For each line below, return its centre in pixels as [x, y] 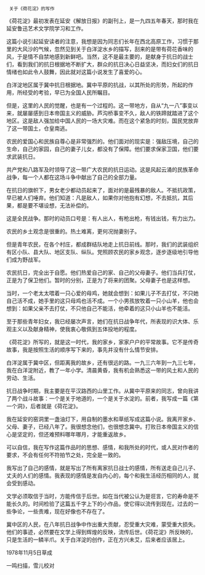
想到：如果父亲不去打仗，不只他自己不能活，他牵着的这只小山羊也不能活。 [100, 308]
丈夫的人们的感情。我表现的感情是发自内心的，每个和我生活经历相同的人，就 [103, 476]
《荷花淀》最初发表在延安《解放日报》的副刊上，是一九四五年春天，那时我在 [103, 21]
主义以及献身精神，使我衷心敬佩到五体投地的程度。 [76, 329]
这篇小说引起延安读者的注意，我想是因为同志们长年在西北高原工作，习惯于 [100, 41]
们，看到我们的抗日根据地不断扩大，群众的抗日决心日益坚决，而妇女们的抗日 [103, 64]
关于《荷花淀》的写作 [32, 9]
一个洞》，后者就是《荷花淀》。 [44, 406]
